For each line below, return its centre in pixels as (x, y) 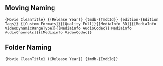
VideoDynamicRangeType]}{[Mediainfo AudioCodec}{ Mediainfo (69, 28)
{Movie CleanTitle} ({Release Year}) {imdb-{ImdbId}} (62, 59)
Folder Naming (28, 48)
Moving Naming (30, 8)
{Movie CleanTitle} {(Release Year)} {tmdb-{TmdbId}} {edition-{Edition (82, 19)
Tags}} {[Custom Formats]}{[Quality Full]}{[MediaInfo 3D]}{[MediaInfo (81, 24)
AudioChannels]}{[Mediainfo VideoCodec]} (49, 32)
